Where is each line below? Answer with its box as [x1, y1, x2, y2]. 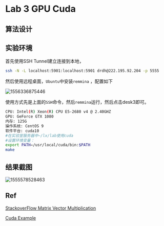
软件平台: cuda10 [5, 128, 39, 133]
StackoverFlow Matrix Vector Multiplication [5, 205, 96, 211]
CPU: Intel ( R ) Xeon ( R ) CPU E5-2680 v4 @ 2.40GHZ [5, 109, 111, 115]
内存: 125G [5, 119, 27, 124]
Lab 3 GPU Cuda [5, 3, 76, 15]
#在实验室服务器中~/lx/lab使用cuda [5, 133, 73, 138]
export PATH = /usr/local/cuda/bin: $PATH [5, 143, 91, 148]
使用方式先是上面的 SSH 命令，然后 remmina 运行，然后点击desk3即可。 [5, 99, 150, 105]
